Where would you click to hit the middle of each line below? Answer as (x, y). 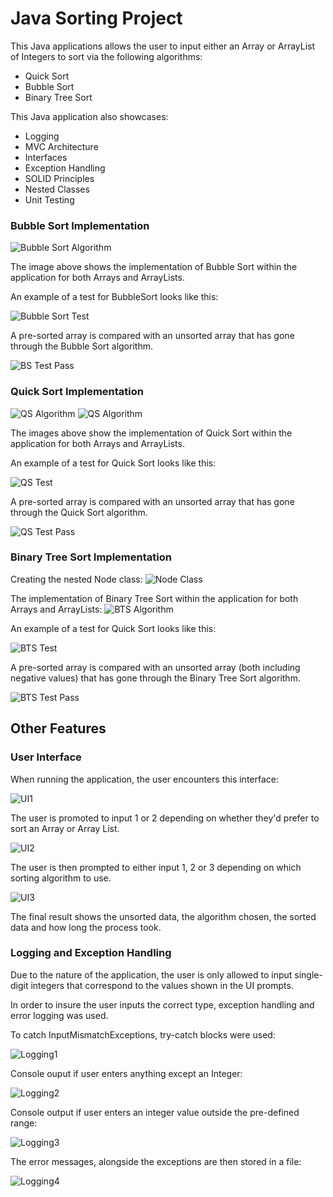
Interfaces (46, 157)
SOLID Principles (59, 178)
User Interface (46, 757)
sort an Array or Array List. (65, 828)
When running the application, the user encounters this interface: (144, 779)
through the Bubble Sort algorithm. (81, 346)
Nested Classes (57, 189)
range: (24, 1123)
